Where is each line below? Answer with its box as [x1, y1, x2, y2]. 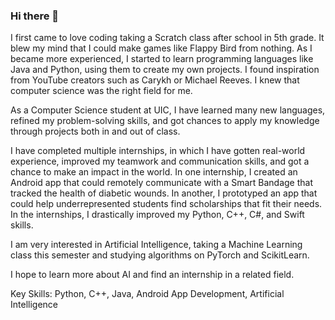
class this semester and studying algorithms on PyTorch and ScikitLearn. [10, 249, 310, 261]
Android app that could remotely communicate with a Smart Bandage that [10, 177, 313, 189]
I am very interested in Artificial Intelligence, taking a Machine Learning [10, 239, 303, 251]
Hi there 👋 [10, 9, 60, 23]
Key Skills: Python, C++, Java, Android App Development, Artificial [10, 288, 285, 300]
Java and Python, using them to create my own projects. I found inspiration [10, 64, 320, 76]
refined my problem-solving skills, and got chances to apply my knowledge [10, 115, 320, 127]
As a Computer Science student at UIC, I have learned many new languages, [10, 104, 326, 116]
